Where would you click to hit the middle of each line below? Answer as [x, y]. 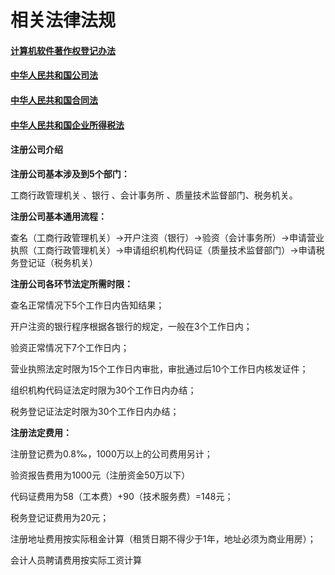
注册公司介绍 [36, 150]
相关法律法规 [63, 20]
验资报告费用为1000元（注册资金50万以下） [100, 475]
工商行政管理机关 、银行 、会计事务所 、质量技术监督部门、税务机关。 [154, 195]
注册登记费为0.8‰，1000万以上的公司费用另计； [111, 453]
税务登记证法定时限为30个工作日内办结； [95, 411]
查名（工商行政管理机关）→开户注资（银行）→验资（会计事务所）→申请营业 [167, 237]
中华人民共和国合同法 [54, 100]
